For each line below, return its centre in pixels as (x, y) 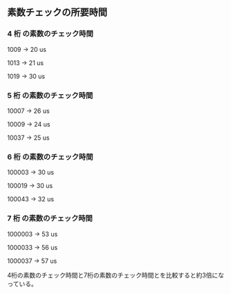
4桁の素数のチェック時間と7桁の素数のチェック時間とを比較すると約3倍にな (116, 275)
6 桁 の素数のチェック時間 (50, 156)
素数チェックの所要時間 (57, 12)
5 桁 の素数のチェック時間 (50, 95)
